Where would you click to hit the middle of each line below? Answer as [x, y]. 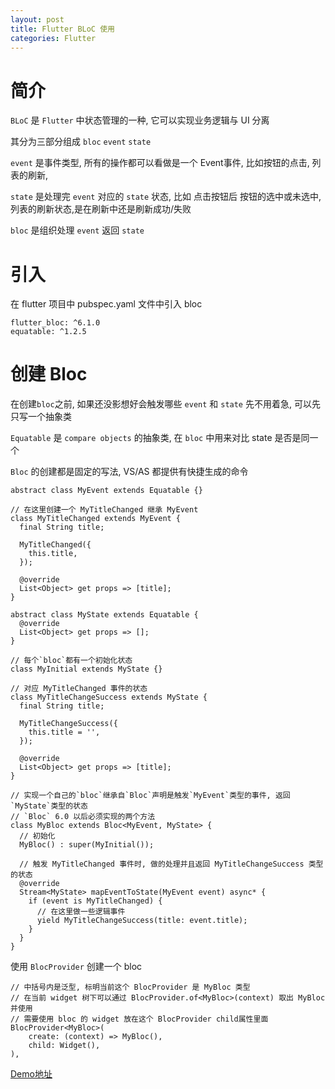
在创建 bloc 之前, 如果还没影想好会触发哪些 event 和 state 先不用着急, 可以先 [165, 404]
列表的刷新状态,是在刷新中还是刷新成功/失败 [101, 209]
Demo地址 [31, 1074]
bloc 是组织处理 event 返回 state [77, 230]
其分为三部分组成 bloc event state [81, 142]
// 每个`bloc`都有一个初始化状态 [71, 661]
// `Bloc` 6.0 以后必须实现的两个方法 [83, 817]
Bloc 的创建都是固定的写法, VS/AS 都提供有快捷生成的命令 [129, 472]
